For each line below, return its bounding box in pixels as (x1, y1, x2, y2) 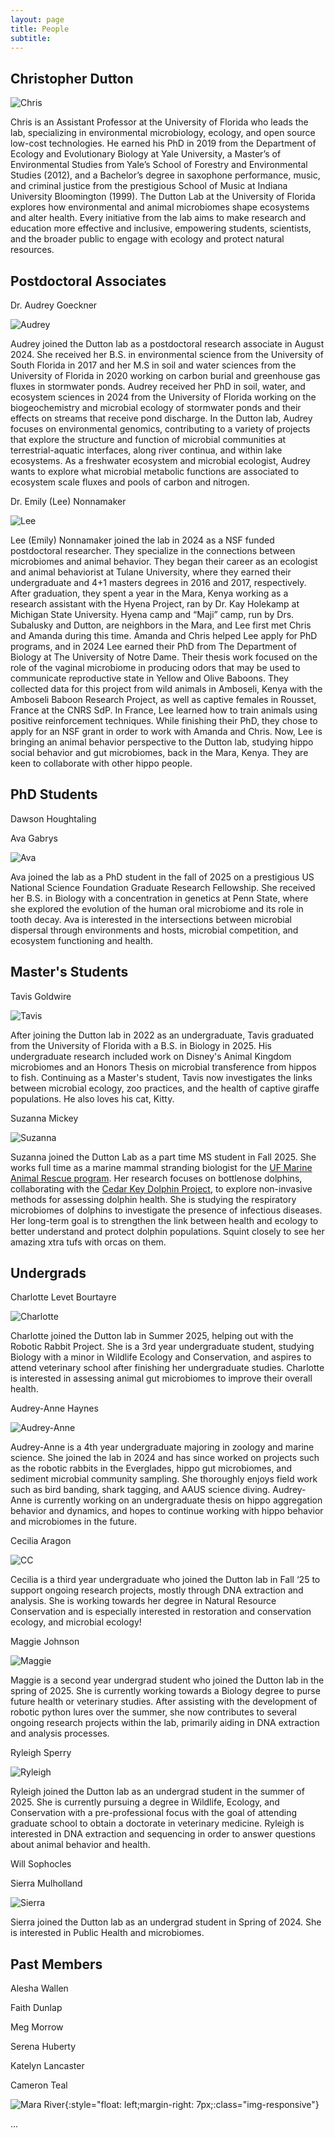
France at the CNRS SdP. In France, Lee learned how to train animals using (10, 704, 318, 716)
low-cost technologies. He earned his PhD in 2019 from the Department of (10, 137, 317, 150)
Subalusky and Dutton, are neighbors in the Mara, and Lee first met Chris (10, 619, 312, 631)
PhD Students (10, 786, 98, 803)
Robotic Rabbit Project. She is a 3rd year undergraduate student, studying (10, 1341, 315, 1353)
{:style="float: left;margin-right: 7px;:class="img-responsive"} (64, 2099, 320, 2111)
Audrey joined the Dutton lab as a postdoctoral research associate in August (10, 338, 325, 350)
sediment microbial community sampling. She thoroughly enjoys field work (10, 1473, 318, 1485)
